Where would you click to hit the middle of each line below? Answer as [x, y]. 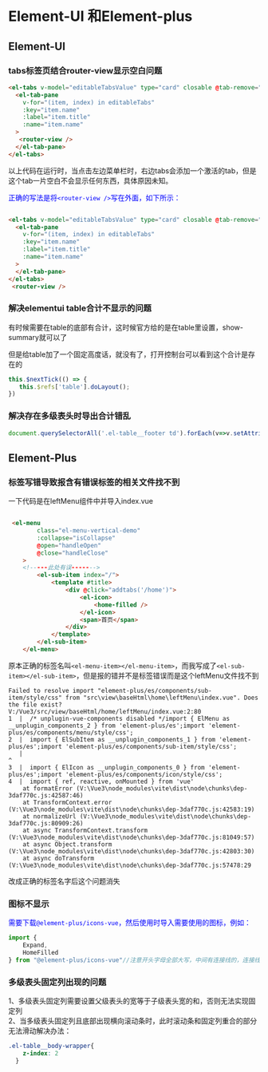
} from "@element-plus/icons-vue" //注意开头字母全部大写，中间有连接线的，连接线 [134, 960]
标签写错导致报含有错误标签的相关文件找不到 [94, 482]
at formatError [48, 788]
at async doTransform [58, 858]
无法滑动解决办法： [40, 1031]
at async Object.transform [67, 844]
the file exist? [35, 704]
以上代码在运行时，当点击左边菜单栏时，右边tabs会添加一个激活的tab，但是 [132, 170]
